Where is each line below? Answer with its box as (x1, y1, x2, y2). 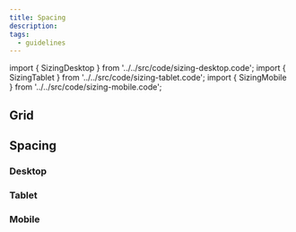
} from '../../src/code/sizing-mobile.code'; (9, 82, 162, 92)
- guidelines (17, 38, 66, 47)
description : (9, 21, 58, 30)
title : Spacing (9, 13, 66, 22)
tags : (9, 30, 30, 39)
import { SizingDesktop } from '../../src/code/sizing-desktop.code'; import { (9, 63, 286, 73)
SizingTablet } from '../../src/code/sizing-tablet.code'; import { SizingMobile (9, 73, 287, 83)
